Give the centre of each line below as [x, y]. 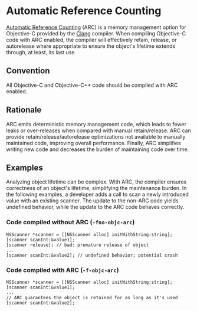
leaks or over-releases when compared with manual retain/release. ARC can [99, 130]
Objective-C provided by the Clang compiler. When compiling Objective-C [96, 33]
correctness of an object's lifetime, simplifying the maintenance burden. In [96, 188]
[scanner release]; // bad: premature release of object [78, 245]
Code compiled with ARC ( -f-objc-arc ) [63, 270]
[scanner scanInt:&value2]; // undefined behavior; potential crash [92, 255]
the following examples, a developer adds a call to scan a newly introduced [97, 194]
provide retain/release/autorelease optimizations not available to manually [96, 136]
